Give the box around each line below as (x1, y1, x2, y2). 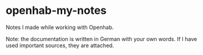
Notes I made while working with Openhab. (5, 24, 114, 31)
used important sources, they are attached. (5, 42, 114, 49)
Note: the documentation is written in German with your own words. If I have (5, 35, 198, 42)
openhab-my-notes (5, 4, 107, 18)
